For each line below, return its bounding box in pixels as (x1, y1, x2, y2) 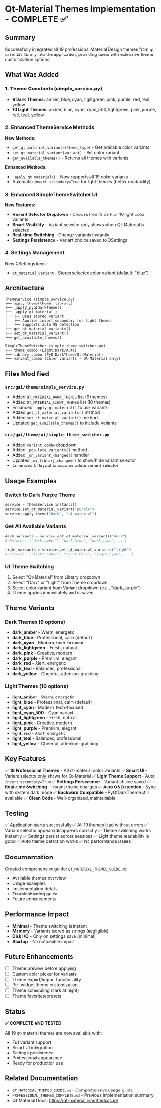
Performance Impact (5, 910, 69, 918)
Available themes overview (12, 876, 66, 881)
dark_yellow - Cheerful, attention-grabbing (12, 671, 99, 677)
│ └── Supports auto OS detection (5, 322, 79, 327)
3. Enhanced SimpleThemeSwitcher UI (5, 191, 97, 197)
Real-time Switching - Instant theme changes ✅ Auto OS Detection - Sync (5, 784, 156, 790)
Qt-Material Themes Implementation (5, 3, 156, 15)
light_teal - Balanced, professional (12, 735, 82, 741)
